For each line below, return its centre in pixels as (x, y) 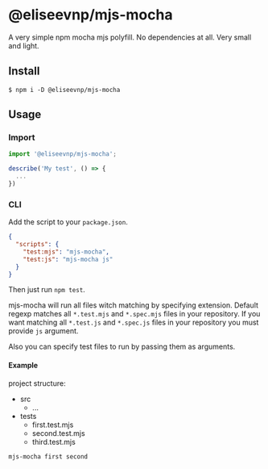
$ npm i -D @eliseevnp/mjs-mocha (64, 90)
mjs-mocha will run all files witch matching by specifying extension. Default (134, 305)
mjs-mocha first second (48, 456)
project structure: (37, 383)
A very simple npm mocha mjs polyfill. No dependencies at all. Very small (130, 37)
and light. (24, 45)
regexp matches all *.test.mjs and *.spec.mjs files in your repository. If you (134, 314)
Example (23, 366)
